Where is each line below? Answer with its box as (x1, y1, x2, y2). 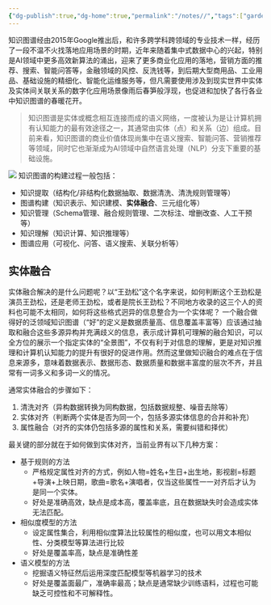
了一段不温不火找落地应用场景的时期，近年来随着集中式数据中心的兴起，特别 (8, 45, 263, 55)
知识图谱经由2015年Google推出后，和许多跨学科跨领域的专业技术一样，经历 (8, 35, 261, 44)
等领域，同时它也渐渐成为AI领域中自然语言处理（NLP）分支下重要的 (27, 143, 254, 153)
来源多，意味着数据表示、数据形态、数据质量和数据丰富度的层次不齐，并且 (15, 357, 263, 368)
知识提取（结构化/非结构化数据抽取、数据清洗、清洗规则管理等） (19, 188, 236, 197)
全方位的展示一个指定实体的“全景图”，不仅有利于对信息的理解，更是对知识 (8, 337, 256, 348)
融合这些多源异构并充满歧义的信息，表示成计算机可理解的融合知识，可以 (22, 328, 263, 337)
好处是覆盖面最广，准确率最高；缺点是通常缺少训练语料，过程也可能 (31, 578, 259, 588)
